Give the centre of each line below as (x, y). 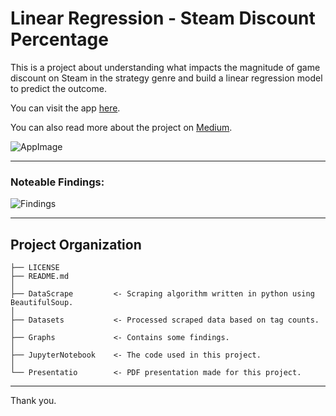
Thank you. (33, 401)
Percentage (59, 39)
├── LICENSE (35, 268)
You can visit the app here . (65, 108)
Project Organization (76, 244)
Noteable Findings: (57, 182)
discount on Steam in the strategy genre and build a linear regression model (166, 78)
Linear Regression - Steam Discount (163, 18)
